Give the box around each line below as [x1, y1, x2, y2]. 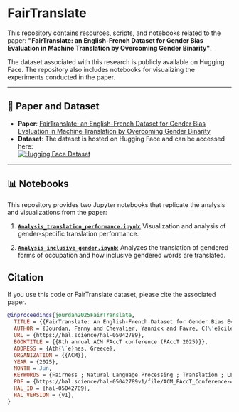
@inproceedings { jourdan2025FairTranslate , [7, 312, 135, 319]
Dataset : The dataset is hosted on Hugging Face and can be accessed [17, 134, 225, 143]
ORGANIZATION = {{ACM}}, [14, 351, 87, 358]
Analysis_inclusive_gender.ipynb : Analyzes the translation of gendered [17, 243, 229, 251]
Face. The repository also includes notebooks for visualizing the [7, 65, 196, 74]
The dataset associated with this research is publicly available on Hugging [7, 57, 225, 66]
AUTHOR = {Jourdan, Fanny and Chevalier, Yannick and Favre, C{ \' [14, 325, 215, 333]
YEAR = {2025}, [14, 358, 59, 366]
